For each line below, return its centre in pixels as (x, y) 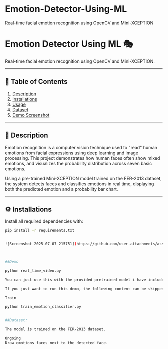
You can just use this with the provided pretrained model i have (76, 280)
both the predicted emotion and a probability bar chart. (62, 189)
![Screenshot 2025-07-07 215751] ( (41, 244)
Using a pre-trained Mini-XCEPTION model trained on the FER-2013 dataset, (84, 178)
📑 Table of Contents (36, 82)
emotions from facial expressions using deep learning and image (72, 153)
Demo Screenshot (31, 115)
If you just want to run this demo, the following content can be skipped (85, 289)
